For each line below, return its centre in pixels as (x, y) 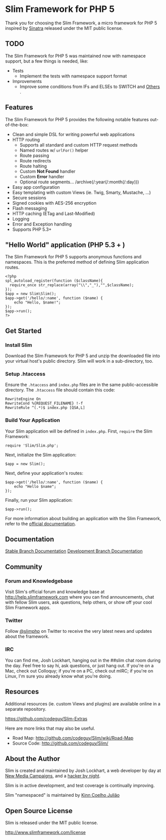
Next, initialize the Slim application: (41, 455)
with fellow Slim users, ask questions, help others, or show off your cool (79, 603)
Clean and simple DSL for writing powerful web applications (73, 134)
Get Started (23, 331)
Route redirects (35, 160)
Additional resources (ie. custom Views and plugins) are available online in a (83, 703)
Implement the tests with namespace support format (73, 76)
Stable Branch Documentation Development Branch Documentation (74, 551)
